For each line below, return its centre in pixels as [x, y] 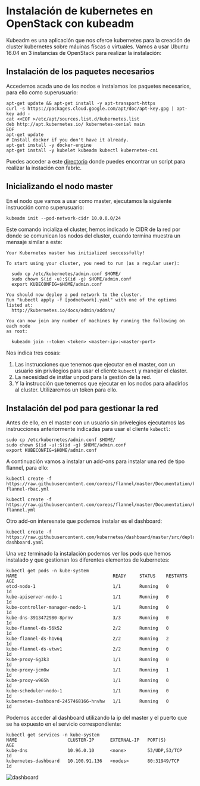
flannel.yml [21, 510]
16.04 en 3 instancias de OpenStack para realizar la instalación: [84, 53]
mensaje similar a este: [34, 242]
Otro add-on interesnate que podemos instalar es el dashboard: [84, 521]
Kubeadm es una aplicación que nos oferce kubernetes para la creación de [98, 40]
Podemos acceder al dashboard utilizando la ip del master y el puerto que [97, 718]
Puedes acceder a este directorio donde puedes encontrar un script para [96, 161]
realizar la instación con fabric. [44, 168]
